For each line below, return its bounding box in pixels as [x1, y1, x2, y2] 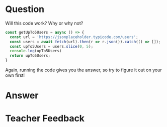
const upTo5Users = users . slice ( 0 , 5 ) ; [10, 44, 94, 49]
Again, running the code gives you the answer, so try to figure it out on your [5, 67, 162, 73]
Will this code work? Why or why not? [5, 20, 83, 26]
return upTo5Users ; [10, 53, 51, 58]
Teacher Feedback [5, 113, 85, 124]
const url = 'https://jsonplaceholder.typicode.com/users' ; [10, 34, 138, 40]
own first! [5, 72, 25, 78]
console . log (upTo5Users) [10, 49, 62, 54]
